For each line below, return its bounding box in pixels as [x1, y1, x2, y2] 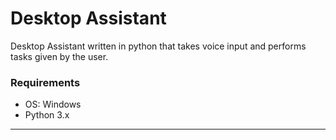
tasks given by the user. [10, 50, 109, 62]
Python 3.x [24, 109, 70, 121]
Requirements [10, 75, 81, 89]
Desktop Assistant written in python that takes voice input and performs [10, 40, 307, 52]
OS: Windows [24, 98, 82, 111]
